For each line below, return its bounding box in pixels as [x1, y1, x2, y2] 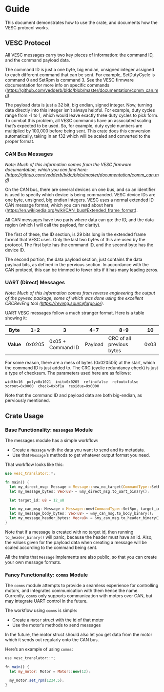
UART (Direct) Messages [5, 279, 65, 286]
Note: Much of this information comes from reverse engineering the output [5, 290, 155, 296]
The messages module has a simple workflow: [5, 438, 99, 443]
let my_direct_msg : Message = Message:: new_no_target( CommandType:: [9, 484, 152, 489]
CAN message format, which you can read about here [5, 202, 113, 208]
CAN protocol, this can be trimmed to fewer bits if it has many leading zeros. [5, 267, 159, 273]
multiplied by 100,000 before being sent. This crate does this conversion [5, 128, 151, 134]
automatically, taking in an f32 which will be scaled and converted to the [5, 133, 150, 139]
